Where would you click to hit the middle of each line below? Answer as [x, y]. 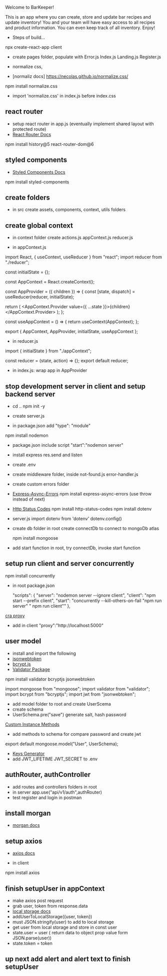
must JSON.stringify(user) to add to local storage [63, 922]
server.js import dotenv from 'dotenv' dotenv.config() [67, 519]
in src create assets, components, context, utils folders [69, 210]
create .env [24, 465]
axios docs [23, 853]
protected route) [29, 129]
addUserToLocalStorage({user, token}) [52, 916]
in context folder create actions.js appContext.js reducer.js [73, 238]
